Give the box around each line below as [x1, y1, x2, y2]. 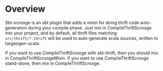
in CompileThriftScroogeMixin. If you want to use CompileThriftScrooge [5, 55, 149, 61]
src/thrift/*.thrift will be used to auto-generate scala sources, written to [5, 35, 158, 41]
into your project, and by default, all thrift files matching [5, 30, 117, 36]
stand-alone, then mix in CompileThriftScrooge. [5, 60, 101, 66]
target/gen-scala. [5, 40, 41, 46]
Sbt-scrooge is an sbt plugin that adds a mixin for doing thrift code [5, 20, 140, 25]
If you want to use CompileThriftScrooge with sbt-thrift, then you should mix [5, 50, 159, 56]
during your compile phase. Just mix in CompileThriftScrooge [27, 24, 152, 30]
